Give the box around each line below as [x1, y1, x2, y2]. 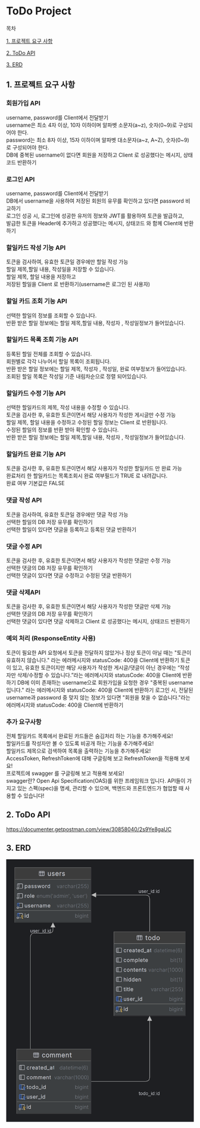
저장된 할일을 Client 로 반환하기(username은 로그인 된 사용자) [6, 281, 151, 288]
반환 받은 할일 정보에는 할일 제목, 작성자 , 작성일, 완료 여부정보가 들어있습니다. [6, 365, 187, 372]
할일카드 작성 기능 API [6, 243, 66, 252]
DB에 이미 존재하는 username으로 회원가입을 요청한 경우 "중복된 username [17, 679, 193, 686]
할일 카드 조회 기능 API [6, 297, 67, 305]
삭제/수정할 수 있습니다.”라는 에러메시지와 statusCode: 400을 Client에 [17, 671, 182, 679]
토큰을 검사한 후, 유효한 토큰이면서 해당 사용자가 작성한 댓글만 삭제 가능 [6, 603, 171, 610]
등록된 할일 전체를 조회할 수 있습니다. [6, 350, 92, 357]
